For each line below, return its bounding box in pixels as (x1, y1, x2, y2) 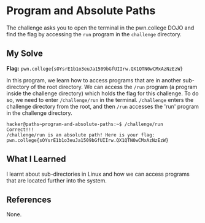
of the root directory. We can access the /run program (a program (30, 83, 198, 90)
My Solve (6, 49, 43, 59)
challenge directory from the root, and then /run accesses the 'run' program (6, 103, 199, 110)
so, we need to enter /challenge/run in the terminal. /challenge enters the (6, 96, 194, 103)
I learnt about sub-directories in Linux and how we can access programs (6, 170, 190, 178)
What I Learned (6, 154, 66, 165)
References (6, 194, 52, 205)
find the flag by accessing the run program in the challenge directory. (6, 30, 182, 37)
